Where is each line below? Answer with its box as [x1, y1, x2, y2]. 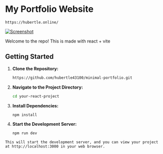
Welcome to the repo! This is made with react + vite [5, 38, 110, 44]
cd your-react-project [12, 94, 59, 99]
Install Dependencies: [12, 103, 58, 108]
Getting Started [5, 52, 54, 61]
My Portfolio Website [5, 3, 94, 15]
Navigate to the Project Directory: [12, 84, 83, 90]
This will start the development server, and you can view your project [5, 140, 159, 145]
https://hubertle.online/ [5, 20, 58, 25]
